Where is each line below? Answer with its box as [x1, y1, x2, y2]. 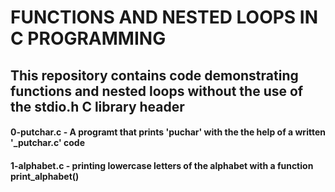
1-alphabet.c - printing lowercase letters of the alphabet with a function [10, 159, 314, 171]
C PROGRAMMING [10, 27, 167, 50]
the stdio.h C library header [10, 98, 185, 115]
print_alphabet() [10, 170, 80, 182]
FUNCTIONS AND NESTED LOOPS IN [10, 6, 319, 29]
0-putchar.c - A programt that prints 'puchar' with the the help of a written [10, 126, 326, 138]
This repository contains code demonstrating [10, 67, 299, 84]
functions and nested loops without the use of [10, 82, 304, 100]
